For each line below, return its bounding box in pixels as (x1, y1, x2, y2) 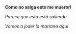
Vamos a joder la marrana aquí (5, 23, 69, 29)
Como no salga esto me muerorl (5, 4, 72, 10)
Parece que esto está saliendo (5, 14, 67, 19)
